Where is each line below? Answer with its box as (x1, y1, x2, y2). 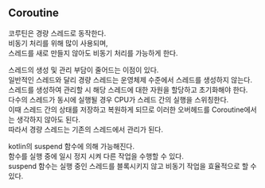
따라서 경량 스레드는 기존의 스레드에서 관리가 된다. (8, 125, 164, 134)
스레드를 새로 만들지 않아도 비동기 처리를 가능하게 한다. (8, 48, 178, 58)
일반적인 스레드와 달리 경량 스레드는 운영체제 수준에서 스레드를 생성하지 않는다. (8, 75, 253, 84)
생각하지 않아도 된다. (16, 114, 81, 124)
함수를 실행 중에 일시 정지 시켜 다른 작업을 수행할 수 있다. (8, 151, 185, 161)
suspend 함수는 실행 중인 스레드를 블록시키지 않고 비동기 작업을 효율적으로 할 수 (8, 161, 257, 171)
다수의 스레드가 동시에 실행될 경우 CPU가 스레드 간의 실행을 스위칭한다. (8, 94, 229, 104)
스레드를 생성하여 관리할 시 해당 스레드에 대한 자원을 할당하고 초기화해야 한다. (8, 85, 248, 94)
